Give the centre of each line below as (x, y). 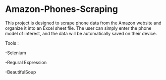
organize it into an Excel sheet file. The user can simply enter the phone (78, 28)
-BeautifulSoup (21, 72)
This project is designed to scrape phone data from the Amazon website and (83, 23)
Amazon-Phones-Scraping (61, 9)
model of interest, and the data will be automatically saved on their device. (81, 33)
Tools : (12, 43)
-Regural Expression (26, 62)
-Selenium (16, 53)
